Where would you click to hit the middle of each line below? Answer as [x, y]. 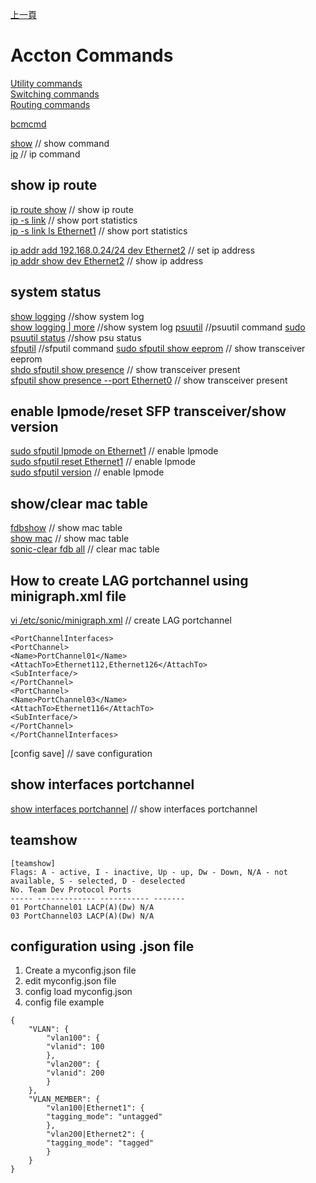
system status [56, 292]
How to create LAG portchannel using [129, 580]
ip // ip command [45, 154]
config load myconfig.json [78, 992]
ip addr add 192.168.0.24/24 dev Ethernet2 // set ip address [133, 250]
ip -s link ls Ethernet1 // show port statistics [99, 230]
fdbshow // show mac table [66, 528]
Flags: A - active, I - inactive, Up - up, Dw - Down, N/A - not [149, 872]
